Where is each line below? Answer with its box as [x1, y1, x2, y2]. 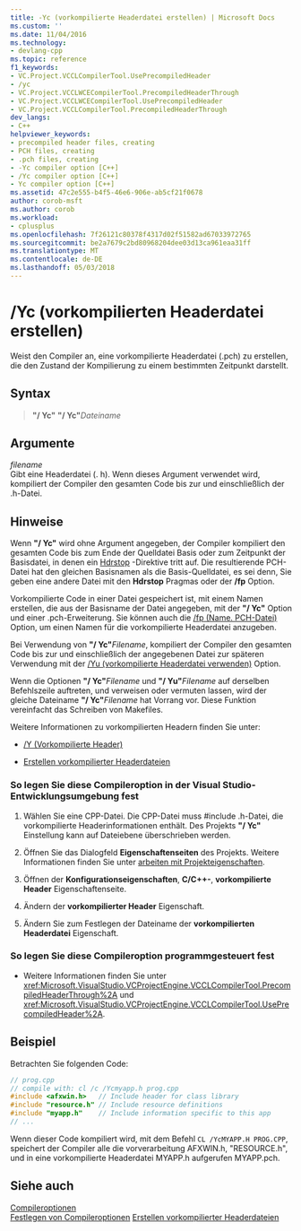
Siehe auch [10, 1178, 74, 1193]
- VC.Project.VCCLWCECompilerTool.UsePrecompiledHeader [10, 96, 223, 106]
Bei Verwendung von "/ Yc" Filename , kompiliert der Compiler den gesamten [10, 639, 292, 650]
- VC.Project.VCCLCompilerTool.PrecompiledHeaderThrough [10, 105, 228, 114]
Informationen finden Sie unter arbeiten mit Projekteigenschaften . [22, 856, 265, 867]
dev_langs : [10, 113, 51, 122]
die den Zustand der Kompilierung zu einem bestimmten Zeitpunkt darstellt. [10, 360, 289, 370]
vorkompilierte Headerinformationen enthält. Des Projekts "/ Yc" [22, 819, 262, 830]
